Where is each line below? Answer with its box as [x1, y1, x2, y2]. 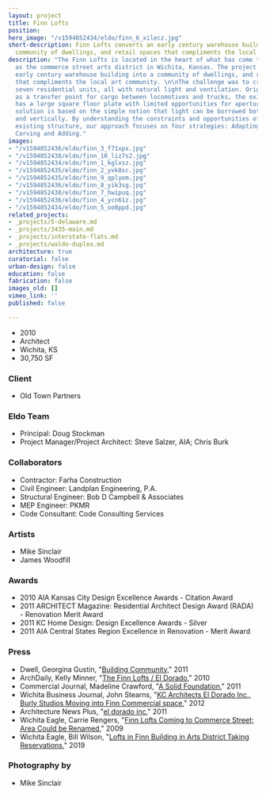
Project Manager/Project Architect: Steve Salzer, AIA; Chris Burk [19, 437, 230, 447]
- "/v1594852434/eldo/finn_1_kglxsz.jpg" [8, 159, 147, 167]
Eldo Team [8, 410, 50, 421]
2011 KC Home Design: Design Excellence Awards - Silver [19, 618, 207, 627]
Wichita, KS [19, 344, 58, 354]
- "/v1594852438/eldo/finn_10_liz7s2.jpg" [8, 152, 150, 159]
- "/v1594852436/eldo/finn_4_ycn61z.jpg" [8, 196, 147, 204]
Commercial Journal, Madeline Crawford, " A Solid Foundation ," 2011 [19, 681, 241, 691]
